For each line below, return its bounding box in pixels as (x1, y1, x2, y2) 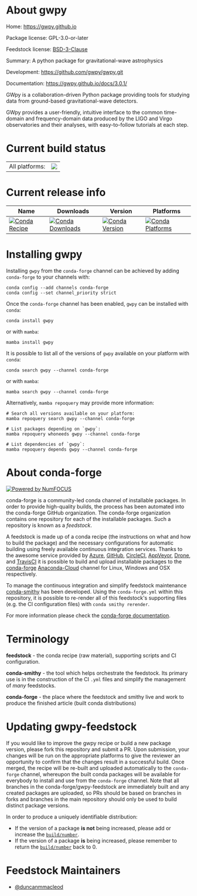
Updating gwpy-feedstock (6, 720, 137, 733)
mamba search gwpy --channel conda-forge (6, 388, 109, 395)
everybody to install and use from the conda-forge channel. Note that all (6, 777, 179, 784)
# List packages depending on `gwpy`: (6, 426, 101, 432)
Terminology (6, 632, 69, 645)
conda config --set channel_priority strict (6, 290, 117, 296)
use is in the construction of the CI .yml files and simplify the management (6, 675, 186, 682)
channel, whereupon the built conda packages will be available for (20, 770, 181, 777)
